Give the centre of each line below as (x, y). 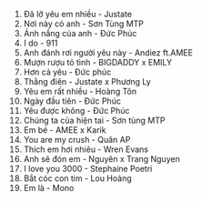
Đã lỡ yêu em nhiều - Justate (78, 14)
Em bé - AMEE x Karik (65, 130)
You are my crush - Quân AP (77, 140)
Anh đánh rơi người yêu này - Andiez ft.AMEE (108, 53)
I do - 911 (40, 43)
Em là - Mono (49, 188)
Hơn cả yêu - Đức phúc (67, 72)
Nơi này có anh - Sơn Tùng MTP (84, 24)
